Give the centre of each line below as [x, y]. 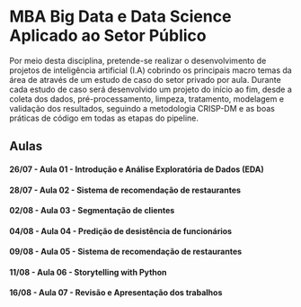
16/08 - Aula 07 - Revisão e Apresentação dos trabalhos [116, 293]
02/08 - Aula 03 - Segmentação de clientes [92, 211]
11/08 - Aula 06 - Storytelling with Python [89, 272]
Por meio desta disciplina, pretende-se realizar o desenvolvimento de [138, 60]
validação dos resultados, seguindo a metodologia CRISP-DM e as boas [142, 108]
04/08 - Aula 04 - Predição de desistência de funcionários [120, 230]
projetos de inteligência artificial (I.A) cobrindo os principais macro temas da [150, 70]
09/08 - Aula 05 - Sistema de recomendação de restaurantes [126, 252]
